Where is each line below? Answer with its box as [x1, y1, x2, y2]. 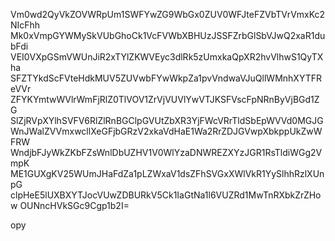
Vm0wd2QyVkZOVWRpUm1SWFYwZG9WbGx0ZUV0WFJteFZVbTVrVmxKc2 [10, 9, 326, 20]
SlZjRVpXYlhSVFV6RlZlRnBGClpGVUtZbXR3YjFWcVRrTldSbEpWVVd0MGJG [10, 115, 324, 126]
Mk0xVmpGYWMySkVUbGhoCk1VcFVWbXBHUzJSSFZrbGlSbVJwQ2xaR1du [10, 30, 326, 41]
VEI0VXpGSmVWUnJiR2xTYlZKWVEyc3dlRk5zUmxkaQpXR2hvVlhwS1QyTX [10, 51, 324, 63]
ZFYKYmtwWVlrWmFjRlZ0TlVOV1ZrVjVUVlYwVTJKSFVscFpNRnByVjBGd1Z [10, 94, 320, 105]
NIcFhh [10, 19, 41, 31]
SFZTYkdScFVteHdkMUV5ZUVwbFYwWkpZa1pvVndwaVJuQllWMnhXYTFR [10, 72, 322, 84]
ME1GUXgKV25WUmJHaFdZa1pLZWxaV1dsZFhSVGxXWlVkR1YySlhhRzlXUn [10, 168, 325, 179]
